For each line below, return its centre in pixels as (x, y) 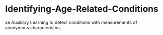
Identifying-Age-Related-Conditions (82, 9)
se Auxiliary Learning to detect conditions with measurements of (71, 22)
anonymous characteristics (33, 27)
